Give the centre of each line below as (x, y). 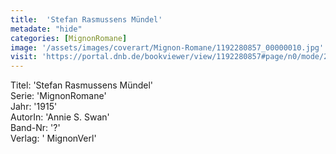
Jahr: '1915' (34, 107)
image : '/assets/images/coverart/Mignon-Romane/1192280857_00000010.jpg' (167, 47)
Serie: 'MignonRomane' (58, 96)
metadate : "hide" (46, 29)
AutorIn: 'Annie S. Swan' (60, 117)
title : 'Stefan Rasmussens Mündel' (86, 19)
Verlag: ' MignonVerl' (53, 138)
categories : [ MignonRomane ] (69, 38)
